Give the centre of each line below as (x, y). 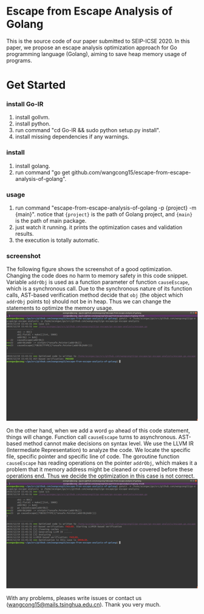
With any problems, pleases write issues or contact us (74, 598)
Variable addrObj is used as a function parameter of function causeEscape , (98, 282)
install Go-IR (25, 104)
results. (25, 234)
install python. (33, 124)
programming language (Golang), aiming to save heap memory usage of (97, 54)
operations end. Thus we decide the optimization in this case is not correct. (101, 476)
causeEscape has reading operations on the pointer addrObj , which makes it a (102, 463)
